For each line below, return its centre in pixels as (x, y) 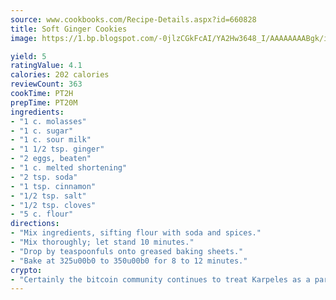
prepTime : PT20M (44, 102)
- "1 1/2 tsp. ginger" (57, 149)
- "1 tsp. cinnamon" (53, 186)
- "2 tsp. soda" (44, 177)
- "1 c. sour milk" (51, 140)
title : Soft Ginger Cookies (69, 29)
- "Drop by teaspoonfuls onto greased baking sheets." (127, 251)
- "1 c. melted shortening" (69, 168)
